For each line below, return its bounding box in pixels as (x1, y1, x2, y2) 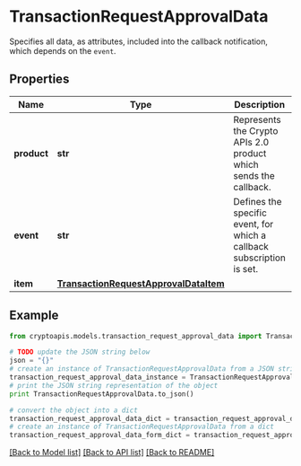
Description (234, 98, 285, 110)
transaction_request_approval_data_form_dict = (9, 431, 191, 440)
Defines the (233, 195, 282, 207)
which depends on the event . (9, 45, 116, 56)
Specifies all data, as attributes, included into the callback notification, (9, 36, 269, 47)
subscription (233, 251, 287, 264)
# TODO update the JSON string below (9, 347, 150, 356)
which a (233, 229, 267, 242)
